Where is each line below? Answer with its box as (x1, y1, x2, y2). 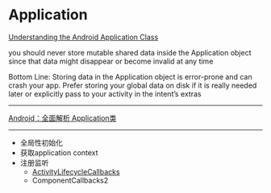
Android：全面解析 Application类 (8, 113, 117, 122)
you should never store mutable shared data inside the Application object (8, 47, 252, 57)
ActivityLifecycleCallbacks (31, 166, 120, 176)
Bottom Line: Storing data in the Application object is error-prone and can (8, 72, 252, 81)
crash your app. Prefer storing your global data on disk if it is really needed (8, 80, 257, 90)
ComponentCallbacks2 (31, 175, 109, 185)
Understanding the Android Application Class (8, 32, 159, 42)
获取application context (19, 147, 98, 158)
